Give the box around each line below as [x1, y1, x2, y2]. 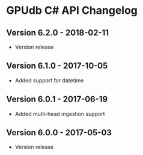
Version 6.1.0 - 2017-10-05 [6, 61, 108, 71]
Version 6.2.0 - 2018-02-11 [6, 28, 109, 38]
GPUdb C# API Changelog [6, 4, 138, 17]
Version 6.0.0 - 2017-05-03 [6, 127, 112, 138]
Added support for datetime [14, 76, 84, 84]
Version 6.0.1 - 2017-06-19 [6, 94, 108, 105]
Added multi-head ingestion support [14, 110, 105, 117]
